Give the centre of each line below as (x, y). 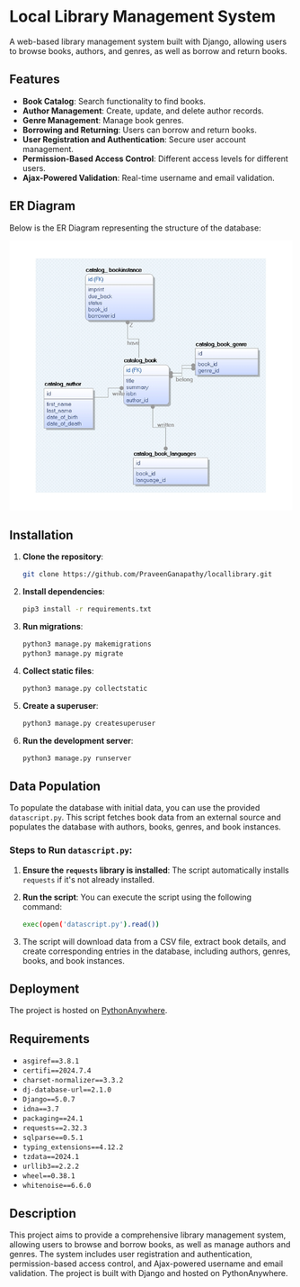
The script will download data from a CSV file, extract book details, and (154, 941)
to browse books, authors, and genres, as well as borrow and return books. (148, 50)
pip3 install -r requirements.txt (87, 610)
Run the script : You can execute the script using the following (137, 897)
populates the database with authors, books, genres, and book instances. (145, 827)
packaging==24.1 (53, 1119)
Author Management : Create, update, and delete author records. (143, 111)
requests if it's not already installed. (88, 879)
